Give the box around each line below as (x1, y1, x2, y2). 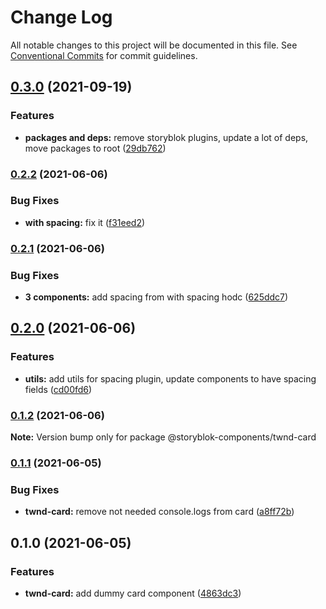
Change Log (10, 6, 113, 29)
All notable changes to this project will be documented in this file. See (10, 39, 298, 51)
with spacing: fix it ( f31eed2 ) (24, 216, 146, 228)
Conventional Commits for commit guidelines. (10, 49, 198, 61)
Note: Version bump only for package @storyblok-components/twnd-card (10, 431, 317, 443)
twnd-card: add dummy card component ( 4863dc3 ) (24, 587, 242, 599)
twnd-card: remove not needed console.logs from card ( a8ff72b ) (24, 506, 295, 518)
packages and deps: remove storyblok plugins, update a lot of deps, (24, 131, 309, 143)
